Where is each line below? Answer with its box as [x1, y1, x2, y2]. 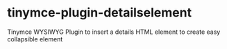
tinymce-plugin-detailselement [7, 5, 192, 21]
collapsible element [7, 35, 63, 43]
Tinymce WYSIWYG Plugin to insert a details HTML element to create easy [7, 28, 221, 36]
